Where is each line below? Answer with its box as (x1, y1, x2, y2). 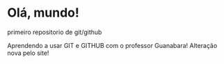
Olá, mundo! (7, 5, 80, 21)
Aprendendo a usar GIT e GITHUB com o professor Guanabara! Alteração (7, 41, 218, 49)
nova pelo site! (7, 49, 49, 57)
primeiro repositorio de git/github (7, 28, 102, 36)
